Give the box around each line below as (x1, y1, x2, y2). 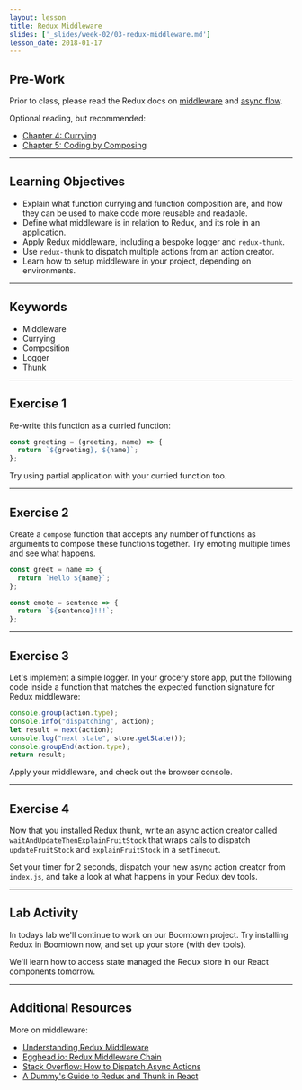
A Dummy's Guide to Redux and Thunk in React (22, 1070, 199, 1081)
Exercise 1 (9, 397, 67, 412)
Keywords (9, 299, 67, 315)
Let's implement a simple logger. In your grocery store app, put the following (9, 672, 292, 683)
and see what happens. (9, 548, 96, 558)
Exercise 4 (9, 801, 70, 817)
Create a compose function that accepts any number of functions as (9, 528, 256, 540)
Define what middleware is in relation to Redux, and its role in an (22, 217, 261, 228)
